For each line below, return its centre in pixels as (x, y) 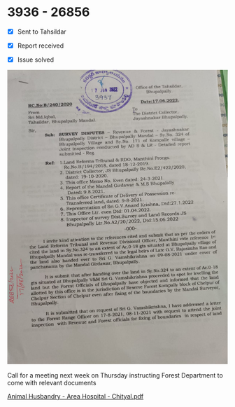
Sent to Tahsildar (42, 32)
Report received (41, 46)
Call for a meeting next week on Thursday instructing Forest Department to (115, 375)
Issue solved (36, 60)
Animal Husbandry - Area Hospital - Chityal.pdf (76, 396)
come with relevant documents (52, 383)
